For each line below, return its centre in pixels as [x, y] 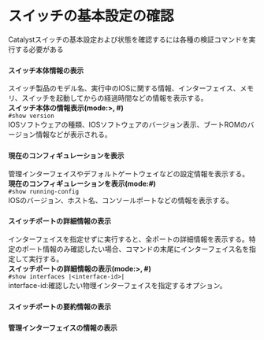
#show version [32, 116]
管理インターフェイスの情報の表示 [63, 328]
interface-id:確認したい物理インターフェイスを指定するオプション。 [117, 285]
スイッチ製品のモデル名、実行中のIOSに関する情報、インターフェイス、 [124, 88]
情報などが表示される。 [73, 135]
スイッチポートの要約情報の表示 [60, 307]
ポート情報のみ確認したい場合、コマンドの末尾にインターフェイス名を [136, 249]
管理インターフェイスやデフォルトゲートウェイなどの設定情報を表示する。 [129, 173]
